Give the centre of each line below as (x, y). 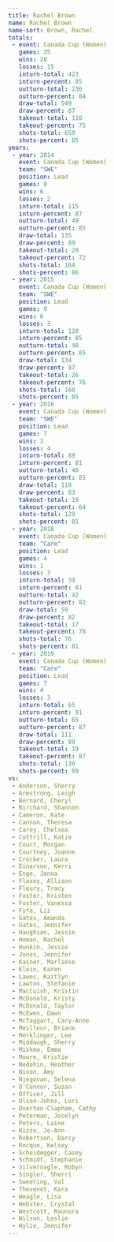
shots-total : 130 (47, 764)
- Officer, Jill (38, 1094)
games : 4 (33, 558)
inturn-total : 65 (47, 705)
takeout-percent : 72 (52, 257)
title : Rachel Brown (42, 15)
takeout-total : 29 (49, 250)
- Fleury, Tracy (38, 888)
